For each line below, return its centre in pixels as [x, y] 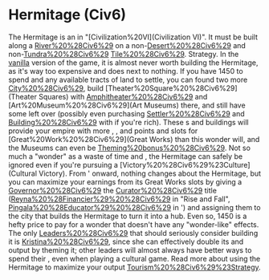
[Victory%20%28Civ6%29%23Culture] [185, 164]
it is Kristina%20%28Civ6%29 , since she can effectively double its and [126, 241]
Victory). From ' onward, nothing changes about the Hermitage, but [150, 173]
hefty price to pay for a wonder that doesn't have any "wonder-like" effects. [134, 224]
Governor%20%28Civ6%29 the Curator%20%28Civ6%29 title [112, 190]
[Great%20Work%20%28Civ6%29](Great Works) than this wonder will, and [134, 139]
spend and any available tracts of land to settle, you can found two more [128, 79]
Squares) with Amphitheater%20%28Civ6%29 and [123, 96]
